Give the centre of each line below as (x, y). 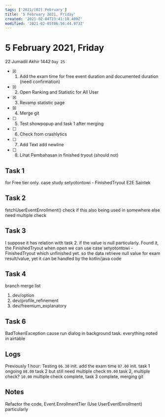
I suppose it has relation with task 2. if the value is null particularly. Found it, (82, 243)
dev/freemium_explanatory (39, 306)
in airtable (15, 338)
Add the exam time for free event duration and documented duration (89, 77)
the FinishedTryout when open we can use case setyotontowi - (69, 248)
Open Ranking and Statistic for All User (59, 92)
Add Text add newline (42, 145)
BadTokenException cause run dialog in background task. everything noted (81, 334)
